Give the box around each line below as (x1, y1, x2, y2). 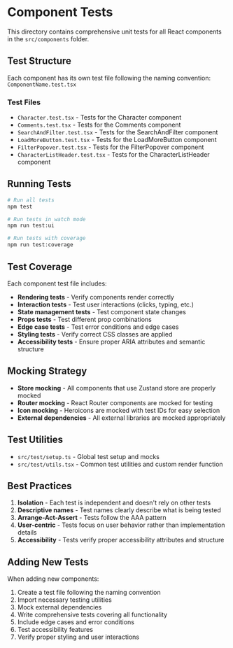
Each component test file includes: (7, 279, 107, 288)
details (17, 528, 37, 537)
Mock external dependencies (17, 603, 102, 612)
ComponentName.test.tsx (7, 81, 77, 88)
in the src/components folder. (7, 34, 90, 43)
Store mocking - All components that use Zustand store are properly (17, 383, 216, 392)
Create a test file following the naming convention (17, 589, 161, 597)
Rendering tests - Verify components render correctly (17, 293, 175, 301)
